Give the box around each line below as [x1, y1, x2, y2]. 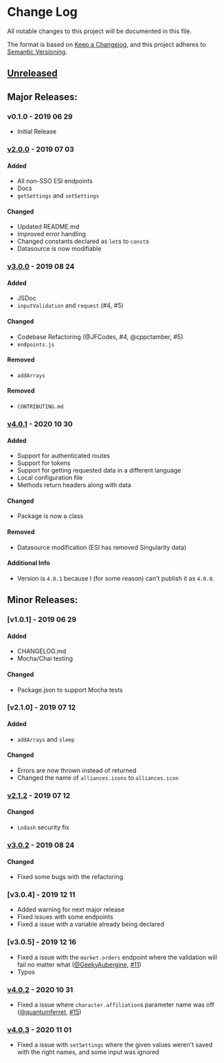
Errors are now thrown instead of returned [16, 766, 137, 774]
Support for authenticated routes [16, 452, 111, 460]
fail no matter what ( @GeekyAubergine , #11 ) [16, 960, 142, 969]
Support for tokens [16, 459, 71, 467]
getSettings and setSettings [16, 192, 100, 200]
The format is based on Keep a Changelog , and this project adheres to [7, 40, 206, 48]
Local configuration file [16, 473, 83, 482]
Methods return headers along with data [16, 481, 132, 489]
